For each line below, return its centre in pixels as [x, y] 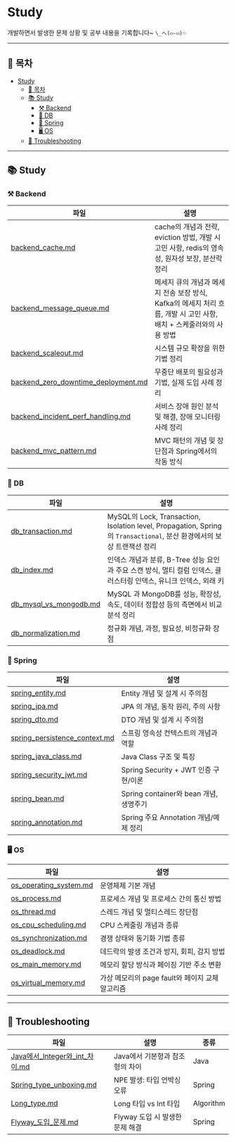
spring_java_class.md [46, 756]
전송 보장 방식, [185, 293]
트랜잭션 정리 [136, 546]
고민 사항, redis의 [182, 248]
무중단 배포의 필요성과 [189, 372]
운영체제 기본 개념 [128, 886]
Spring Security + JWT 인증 [166, 770]
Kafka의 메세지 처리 [185, 303]
